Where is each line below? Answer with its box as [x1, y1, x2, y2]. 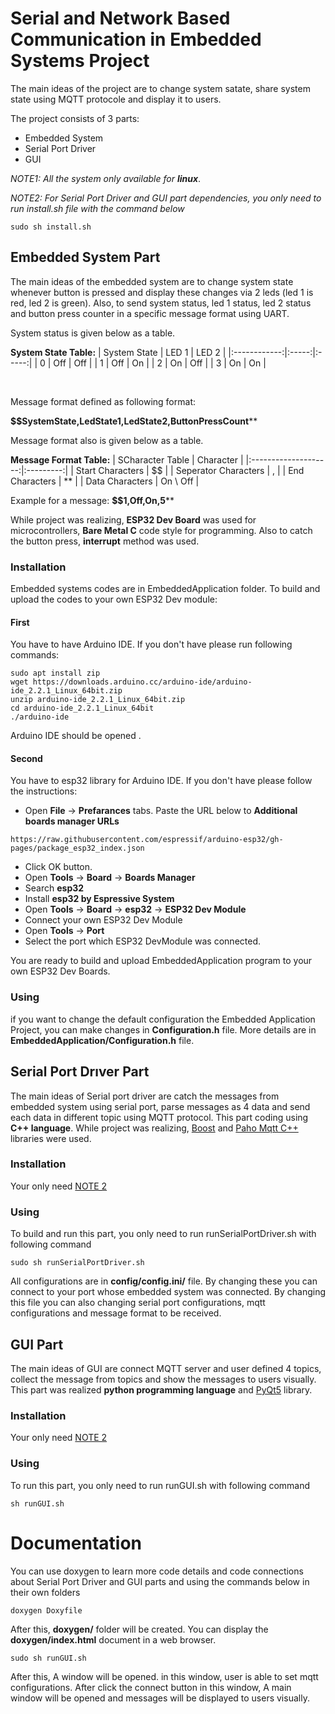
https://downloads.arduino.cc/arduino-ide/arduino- [32, 677, 253, 687]
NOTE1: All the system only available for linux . [10, 172, 202, 184]
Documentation [10, 1532, 143, 1554]
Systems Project [10, 50, 150, 72]
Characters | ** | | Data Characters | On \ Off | [10, 475, 200, 487]
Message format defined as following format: [10, 395, 196, 407]
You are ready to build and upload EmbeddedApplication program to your [10, 955, 313, 967]
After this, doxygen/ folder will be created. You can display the [10, 1623, 269, 1635]
